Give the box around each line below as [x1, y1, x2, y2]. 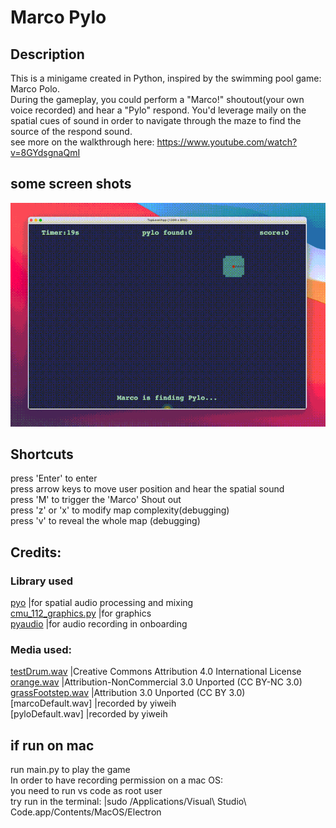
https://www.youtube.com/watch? [156, 136, 298, 148]
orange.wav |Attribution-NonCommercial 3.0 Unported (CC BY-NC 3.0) [10, 676, 303, 688]
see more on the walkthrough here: [10, 136, 155, 148]
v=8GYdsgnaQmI [10, 147, 81, 158]
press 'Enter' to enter [10, 472, 98, 485]
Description [10, 46, 85, 63]
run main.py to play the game [10, 764, 131, 776]
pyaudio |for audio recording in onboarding [10, 618, 188, 630]
